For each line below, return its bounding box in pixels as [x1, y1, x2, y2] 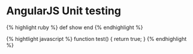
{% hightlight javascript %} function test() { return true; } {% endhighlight [6, 35, 187, 42]
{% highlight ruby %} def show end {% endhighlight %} [6, 24, 143, 31]
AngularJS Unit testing [6, 4, 122, 18]
